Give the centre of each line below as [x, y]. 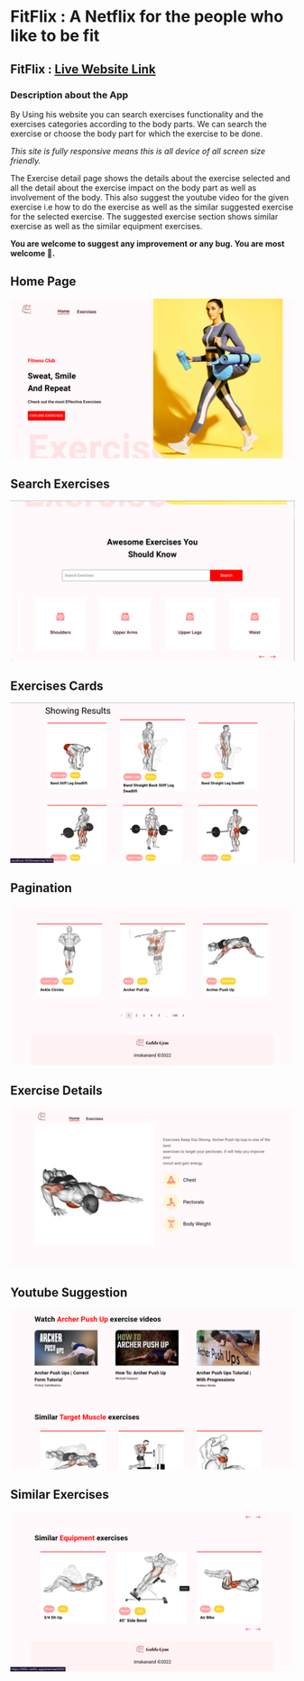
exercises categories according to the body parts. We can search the [138, 124]
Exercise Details [56, 1090]
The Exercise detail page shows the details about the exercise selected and [151, 178]
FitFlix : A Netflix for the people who [147, 17]
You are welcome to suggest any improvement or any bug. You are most [147, 243]
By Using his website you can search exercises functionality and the [137, 114]
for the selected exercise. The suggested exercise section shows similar [144, 216]
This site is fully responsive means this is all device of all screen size [138, 151]
